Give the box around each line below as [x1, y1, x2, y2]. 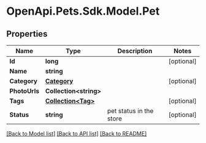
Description [117, 47, 153, 55]
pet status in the [107, 107, 154, 115]
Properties [6, 29, 48, 39]
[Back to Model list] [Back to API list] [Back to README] [6, 130, 147, 137]
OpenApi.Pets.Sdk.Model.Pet [6, 4, 160, 18]
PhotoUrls [9, 87, 40, 95]
